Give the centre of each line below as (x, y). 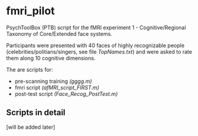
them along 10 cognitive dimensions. (51, 58)
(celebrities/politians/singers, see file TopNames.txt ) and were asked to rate (99, 51)
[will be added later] (31, 127)
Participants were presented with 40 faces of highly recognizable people (95, 45)
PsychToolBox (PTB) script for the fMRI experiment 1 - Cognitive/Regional (96, 27)
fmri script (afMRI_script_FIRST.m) (57, 87)
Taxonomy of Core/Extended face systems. (59, 33)
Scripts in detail (36, 112)
